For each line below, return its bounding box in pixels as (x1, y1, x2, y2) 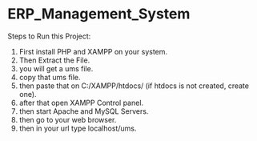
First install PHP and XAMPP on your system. (18, 46, 168, 56)
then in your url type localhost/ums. (18, 123, 137, 133)
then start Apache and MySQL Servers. (18, 106, 149, 116)
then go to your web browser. (18, 115, 117, 124)
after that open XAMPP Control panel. (18, 98, 144, 107)
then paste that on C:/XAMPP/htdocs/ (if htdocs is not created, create (18, 81, 250, 91)
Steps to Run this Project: (7, 31, 91, 41)
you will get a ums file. (18, 63, 94, 73)
